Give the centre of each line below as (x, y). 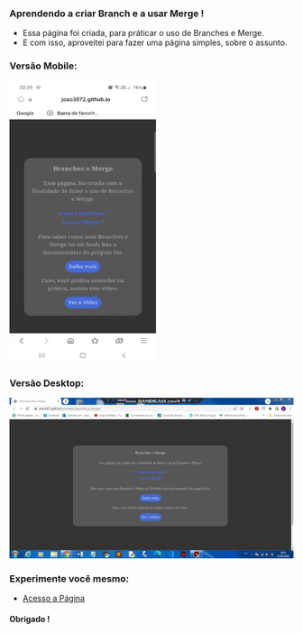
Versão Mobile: (43, 66)
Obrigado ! (30, 619)
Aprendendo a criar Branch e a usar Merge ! (107, 14)
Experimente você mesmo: (69, 578)
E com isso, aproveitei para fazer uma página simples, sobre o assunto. (155, 42)
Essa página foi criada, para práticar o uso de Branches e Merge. (143, 33)
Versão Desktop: (47, 383)
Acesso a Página (54, 599)
